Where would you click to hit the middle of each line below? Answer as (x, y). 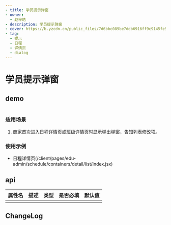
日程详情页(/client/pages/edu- (44, 158)
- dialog (19, 53)
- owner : (15, 15)
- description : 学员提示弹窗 (34, 24)
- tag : (12, 34)
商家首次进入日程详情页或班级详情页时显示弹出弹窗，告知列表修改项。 (86, 132)
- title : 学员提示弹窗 (27, 10)
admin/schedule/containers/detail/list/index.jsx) (63, 164)
